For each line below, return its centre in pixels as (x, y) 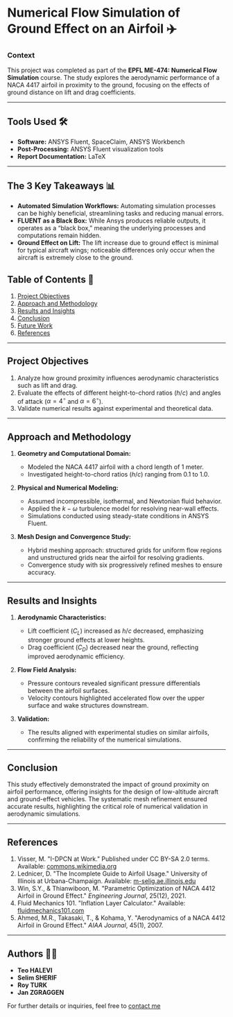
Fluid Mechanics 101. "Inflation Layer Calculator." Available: (101, 903)
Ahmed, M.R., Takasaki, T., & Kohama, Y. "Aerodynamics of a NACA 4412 (121, 918)
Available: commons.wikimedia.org (67, 866)
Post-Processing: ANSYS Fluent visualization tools (90, 149)
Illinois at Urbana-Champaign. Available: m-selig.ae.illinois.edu (106, 881)
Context (21, 55)
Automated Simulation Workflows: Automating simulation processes (116, 206)
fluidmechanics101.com (51, 911)
